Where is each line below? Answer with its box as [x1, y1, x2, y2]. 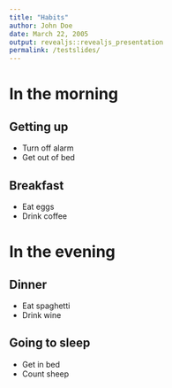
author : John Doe [9, 21, 73, 30]
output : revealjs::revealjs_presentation [9, 37, 164, 47]
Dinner [9, 276, 48, 292]
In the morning [9, 84, 119, 105]
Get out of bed [21, 152, 75, 163]
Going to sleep [9, 336, 91, 351]
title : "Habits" [9, 12, 69, 22]
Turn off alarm [21, 143, 74, 153]
